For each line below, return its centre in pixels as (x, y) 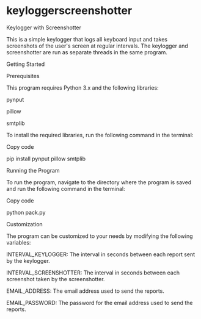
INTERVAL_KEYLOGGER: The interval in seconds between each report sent (101, 254)
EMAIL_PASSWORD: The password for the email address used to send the (100, 303)
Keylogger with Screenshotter (44, 27)
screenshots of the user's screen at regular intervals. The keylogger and (97, 46)
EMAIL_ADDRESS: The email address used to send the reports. (86, 291)
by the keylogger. (28, 260)
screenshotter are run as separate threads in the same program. (87, 52)
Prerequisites (23, 76)
